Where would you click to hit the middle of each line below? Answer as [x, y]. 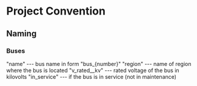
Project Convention [56, 11]
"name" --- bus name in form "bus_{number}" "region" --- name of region [99, 64]
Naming [22, 34]
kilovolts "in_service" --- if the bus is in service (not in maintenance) [92, 76]
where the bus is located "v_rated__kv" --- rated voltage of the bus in [93, 70]
